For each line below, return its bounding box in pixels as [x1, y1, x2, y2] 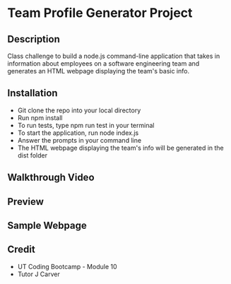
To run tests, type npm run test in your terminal [17, 121, 155, 129]
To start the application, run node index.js [17, 129, 139, 137]
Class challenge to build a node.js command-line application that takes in [7, 52, 220, 60]
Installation [7, 87, 58, 100]
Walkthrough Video [7, 172, 95, 184]
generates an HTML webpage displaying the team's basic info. [7, 67, 189, 75]
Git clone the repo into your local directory [17, 106, 141, 114]
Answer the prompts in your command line [17, 136, 142, 144]
